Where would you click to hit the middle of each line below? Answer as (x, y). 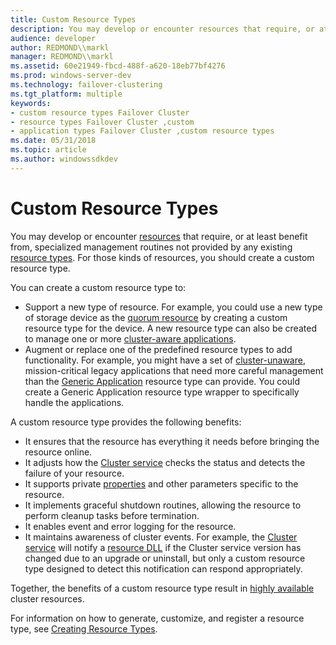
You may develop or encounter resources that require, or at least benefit (159, 236)
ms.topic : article (48, 150)
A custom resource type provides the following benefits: (126, 422)
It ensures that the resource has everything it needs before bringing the (172, 441)
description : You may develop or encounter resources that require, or (162, 29)
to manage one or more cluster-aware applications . (130, 338)
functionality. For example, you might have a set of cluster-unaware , (165, 360)
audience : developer (53, 38)
